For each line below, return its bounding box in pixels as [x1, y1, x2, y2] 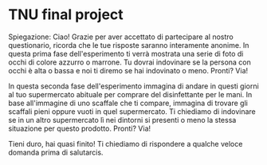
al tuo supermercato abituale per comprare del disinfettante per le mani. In [8, 89, 253, 99]
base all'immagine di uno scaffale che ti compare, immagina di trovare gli [8, 98, 249, 108]
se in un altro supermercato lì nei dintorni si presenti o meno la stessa [8, 115, 237, 124]
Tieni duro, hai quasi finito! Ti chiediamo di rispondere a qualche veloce [8, 139, 243, 148]
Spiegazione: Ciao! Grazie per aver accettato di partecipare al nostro [8, 32, 234, 41]
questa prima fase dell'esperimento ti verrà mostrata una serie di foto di [8, 49, 244, 58]
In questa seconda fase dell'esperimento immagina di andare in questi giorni [8, 81, 259, 91]
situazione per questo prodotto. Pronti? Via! [8, 124, 151, 133]
